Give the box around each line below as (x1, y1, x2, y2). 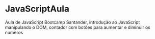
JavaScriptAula (5, 3, 70, 14)
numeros (5, 29, 23, 35)
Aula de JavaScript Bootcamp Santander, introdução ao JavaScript (5, 19, 140, 25)
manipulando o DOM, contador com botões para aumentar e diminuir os (5, 24, 151, 30)
